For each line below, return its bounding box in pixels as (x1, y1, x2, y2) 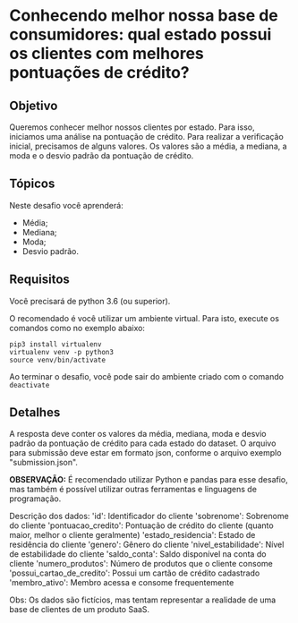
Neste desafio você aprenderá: (9, 200, 123, 210)
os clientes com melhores (9, 44, 204, 64)
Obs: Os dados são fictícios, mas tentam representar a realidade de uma (9, 594, 277, 605)
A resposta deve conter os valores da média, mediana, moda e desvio (9, 429, 267, 440)
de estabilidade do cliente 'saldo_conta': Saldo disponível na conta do (9, 549, 267, 559)
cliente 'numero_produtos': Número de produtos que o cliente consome (9, 559, 273, 569)
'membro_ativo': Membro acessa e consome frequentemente (9, 577, 234, 588)
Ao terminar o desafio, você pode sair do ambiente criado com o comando (9, 371, 285, 381)
